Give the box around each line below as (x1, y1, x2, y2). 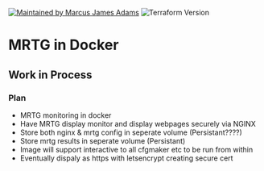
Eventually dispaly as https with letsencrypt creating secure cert (19, 153, 233, 163)
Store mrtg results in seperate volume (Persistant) (19, 136, 186, 145)
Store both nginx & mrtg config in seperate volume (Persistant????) (19, 127, 243, 137)
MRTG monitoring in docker (19, 110, 112, 120)
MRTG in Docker (8, 36, 119, 54)
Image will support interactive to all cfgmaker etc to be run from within (19, 144, 254, 154)
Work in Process (8, 68, 93, 81)
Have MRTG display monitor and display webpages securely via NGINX (19, 119, 256, 128)
